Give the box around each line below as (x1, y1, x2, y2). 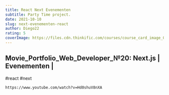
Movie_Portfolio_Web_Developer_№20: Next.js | (5, 54, 160, 63)
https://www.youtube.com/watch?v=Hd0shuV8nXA (5, 85, 102, 90)
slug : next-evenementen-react (5, 21, 69, 27)
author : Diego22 (5, 26, 39, 31)
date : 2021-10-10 (5, 17, 42, 22)
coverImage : (5, 36, 30, 41)
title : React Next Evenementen (5, 7, 71, 13)
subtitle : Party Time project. (5, 12, 71, 17)
